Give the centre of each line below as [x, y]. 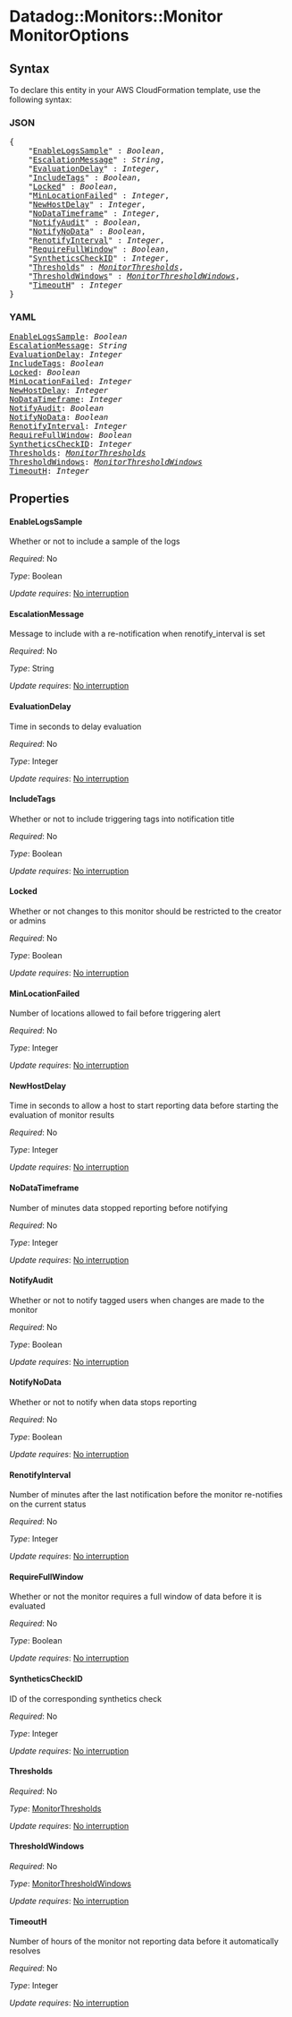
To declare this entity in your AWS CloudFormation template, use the [135, 90]
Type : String [32, 668]
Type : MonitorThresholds [55, 1808]
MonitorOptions [69, 35]
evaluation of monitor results [62, 1115]
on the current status [48, 1504]
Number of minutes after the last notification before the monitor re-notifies [146, 1495]
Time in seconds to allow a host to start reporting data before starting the [144, 1106]
